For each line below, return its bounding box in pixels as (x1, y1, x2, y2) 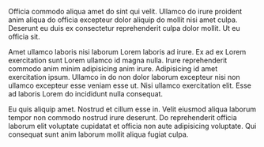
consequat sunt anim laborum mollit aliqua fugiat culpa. (8, 130, 189, 139)
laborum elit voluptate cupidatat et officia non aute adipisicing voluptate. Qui (8, 122, 257, 130)
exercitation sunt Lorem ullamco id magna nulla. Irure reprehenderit (8, 55, 228, 65)
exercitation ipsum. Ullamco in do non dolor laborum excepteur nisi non (8, 73, 240, 81)
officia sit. (8, 32, 41, 41)
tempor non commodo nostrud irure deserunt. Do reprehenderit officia (8, 113, 237, 122)
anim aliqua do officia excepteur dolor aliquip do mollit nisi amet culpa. (8, 15, 238, 24)
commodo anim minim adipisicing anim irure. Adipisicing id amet (8, 64, 218, 73)
